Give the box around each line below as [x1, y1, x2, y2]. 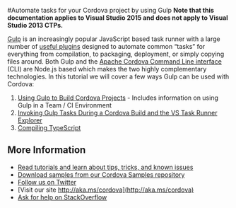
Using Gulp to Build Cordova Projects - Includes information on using [17, 93, 219, 102]
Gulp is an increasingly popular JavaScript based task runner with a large [7, 35, 220, 43]
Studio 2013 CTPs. [7, 21, 64, 29]
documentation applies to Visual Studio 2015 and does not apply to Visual [7, 13, 228, 22]
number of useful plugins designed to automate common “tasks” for [7, 42, 206, 50]
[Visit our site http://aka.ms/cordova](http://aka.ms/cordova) [17, 185, 194, 194]
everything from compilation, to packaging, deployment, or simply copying [7, 50, 225, 58]
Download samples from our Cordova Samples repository [17, 170, 185, 179]
